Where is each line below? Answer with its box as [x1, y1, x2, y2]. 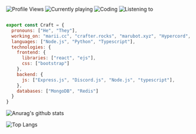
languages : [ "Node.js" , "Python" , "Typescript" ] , [11, 38, 135, 44]
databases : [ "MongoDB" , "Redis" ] [16, 88, 99, 94]
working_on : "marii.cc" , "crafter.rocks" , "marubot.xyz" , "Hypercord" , [11, 33, 191, 39]
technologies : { [11, 44, 51, 50]
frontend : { [16, 50, 46, 55]
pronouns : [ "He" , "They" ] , [11, 27, 78, 34]
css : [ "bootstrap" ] [21, 61, 69, 67]
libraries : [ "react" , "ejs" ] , [21, 55, 96, 61]
